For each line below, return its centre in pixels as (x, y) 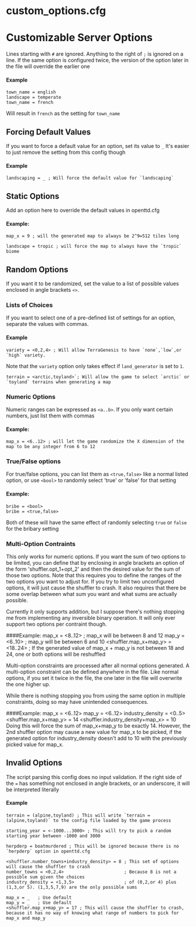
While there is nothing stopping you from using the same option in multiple (96, 695)
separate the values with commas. (47, 324)
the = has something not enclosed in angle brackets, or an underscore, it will (98, 783)
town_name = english (31, 92)
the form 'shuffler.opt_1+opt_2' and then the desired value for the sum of (93, 569)
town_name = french (30, 103)
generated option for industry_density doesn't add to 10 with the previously (97, 738)
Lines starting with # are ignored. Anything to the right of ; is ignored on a (95, 54)
